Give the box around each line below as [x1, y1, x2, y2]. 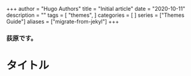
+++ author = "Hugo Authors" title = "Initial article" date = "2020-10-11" [6, 5, 186, 12]
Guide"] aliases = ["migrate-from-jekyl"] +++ [6, 18, 120, 25]
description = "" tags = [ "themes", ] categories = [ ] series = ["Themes [6, 11, 184, 19]
